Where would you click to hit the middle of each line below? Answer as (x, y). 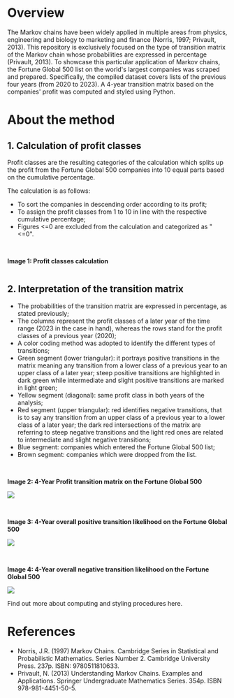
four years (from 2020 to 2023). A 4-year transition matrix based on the (111, 84)
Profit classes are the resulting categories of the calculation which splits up (115, 162)
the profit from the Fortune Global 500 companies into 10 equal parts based (116, 170)
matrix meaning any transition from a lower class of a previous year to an (122, 365)
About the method (61, 120)
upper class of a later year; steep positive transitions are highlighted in (118, 372)
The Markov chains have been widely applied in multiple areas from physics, (117, 32)
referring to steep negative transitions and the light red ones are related (120, 432)
